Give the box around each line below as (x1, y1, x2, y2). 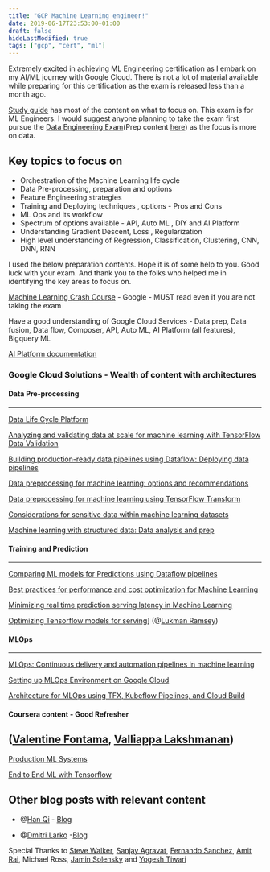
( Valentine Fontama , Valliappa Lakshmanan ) (8, 733, 235, 746)
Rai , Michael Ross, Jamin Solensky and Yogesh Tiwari (8, 854, 186, 864)
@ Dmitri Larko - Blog (19, 830, 88, 840)
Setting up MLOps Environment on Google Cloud (8, 676, 170, 685)
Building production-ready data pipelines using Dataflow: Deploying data (8, 454, 249, 464)
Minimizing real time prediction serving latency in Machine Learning (8, 601, 233, 610)
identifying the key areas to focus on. (8, 276, 132, 286)
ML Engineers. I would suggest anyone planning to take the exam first (8, 114, 239, 123)
